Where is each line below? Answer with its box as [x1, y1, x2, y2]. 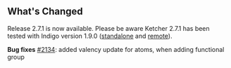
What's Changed [7, 6, 83, 18]
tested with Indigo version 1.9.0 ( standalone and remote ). [7, 32, 173, 40]
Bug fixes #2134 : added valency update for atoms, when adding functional [7, 45, 225, 53]
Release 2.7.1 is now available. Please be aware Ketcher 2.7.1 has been [7, 24, 210, 32]
